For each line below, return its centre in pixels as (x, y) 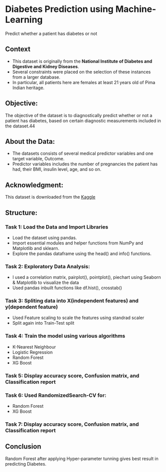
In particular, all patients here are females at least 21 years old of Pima (84, 82)
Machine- (136, 9)
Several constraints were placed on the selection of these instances (82, 72)
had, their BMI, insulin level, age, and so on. (57, 169)
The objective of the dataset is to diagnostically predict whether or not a (79, 115)
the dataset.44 (20, 126)
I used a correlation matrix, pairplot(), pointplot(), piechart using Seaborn (86, 277)
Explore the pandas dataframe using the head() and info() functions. (82, 253)
